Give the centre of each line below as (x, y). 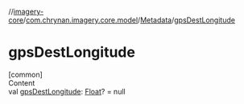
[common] (25, 74)
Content (22, 82)
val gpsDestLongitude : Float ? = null (67, 91)
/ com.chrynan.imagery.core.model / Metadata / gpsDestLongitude (129, 20)
